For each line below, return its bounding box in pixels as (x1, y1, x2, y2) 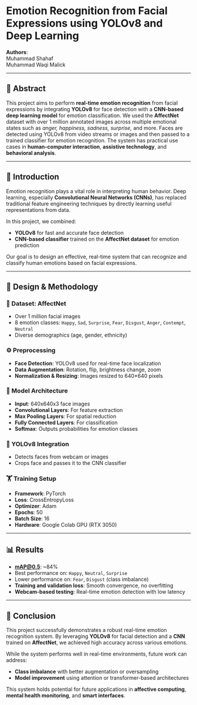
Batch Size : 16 (14, 515, 50, 522)
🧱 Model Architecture (6, 387, 69, 395)
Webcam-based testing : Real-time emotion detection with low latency (14, 588, 186, 596)
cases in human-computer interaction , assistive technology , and (6, 143, 167, 150)
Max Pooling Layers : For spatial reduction (14, 413, 116, 420)
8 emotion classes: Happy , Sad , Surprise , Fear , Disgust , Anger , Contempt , (14, 319, 186, 326)
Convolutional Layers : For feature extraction (14, 406, 123, 413)
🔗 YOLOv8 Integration (6, 440, 69, 448)
